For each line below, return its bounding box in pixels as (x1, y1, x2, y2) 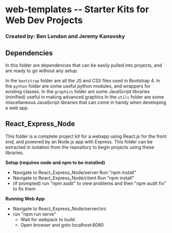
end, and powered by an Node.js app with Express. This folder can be (5, 138, 153, 144)
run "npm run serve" (12, 211, 56, 217)
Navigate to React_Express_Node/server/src (12, 205, 107, 211)
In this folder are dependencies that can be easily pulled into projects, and (5, 62, 162, 68)
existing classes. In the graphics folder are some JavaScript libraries (5, 88, 150, 94)
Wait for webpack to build (20, 216, 75, 222)
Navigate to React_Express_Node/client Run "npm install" (12, 175, 135, 181)
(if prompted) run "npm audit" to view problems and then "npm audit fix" (12, 180, 166, 186)
